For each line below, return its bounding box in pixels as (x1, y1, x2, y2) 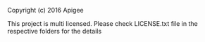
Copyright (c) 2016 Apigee (7, 6, 85, 14)
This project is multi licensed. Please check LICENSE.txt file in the (7, 20, 199, 27)
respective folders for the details (7, 27, 102, 35)
